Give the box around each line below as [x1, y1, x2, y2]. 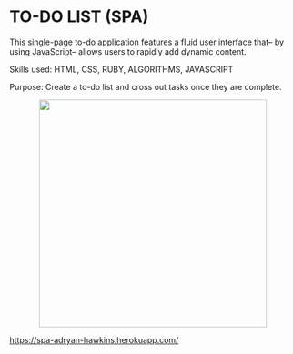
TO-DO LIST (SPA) [9, 6, 149, 27]
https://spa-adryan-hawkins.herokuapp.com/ [9, 334, 179, 345]
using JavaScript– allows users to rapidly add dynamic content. [9, 46, 248, 56]
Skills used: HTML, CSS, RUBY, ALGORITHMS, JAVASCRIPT [9, 64, 234, 75]
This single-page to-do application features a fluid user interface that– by [9, 36, 285, 47]
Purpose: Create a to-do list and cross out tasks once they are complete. [9, 81, 282, 92]
